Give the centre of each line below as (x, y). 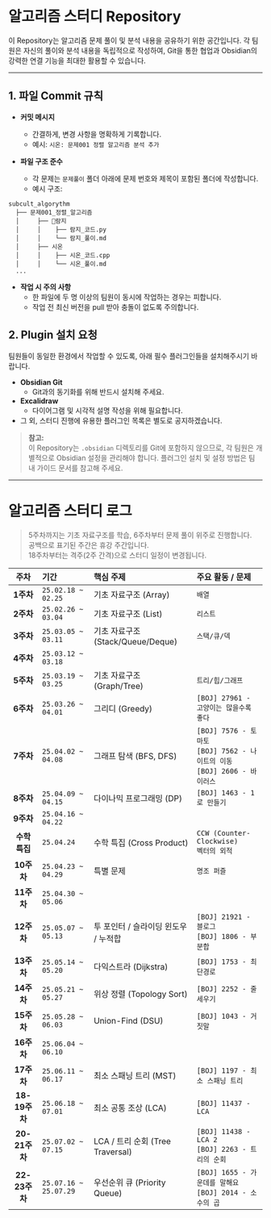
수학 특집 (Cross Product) (141, 842)
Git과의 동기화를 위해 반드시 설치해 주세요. (98, 391)
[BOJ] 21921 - (223, 917)
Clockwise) (217, 841)
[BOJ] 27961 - (223, 698)
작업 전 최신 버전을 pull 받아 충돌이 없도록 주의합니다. (115, 307)
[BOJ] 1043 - (221, 1016)
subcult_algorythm (39, 204)
